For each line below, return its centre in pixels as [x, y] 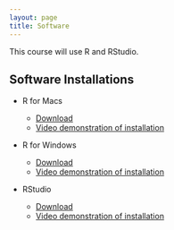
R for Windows [50, 145]
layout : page [33, 17]
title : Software [39, 26]
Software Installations [72, 79]
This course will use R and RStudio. [74, 51]
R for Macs [42, 101]
